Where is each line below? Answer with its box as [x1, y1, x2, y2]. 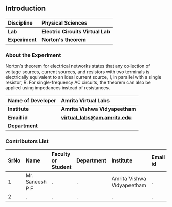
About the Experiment [5, 51, 61, 58]
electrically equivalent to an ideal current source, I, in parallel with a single [5, 74, 162, 80]
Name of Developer [8, 97, 56, 104]
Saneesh [25, 178, 47, 186]
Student [51, 164, 72, 171]
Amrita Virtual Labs [61, 97, 110, 104]
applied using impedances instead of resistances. [5, 85, 110, 91]
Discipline [8, 19, 33, 26]
